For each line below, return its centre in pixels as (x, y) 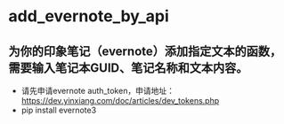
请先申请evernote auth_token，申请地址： (98, 91)
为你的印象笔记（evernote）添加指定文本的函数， (145, 51)
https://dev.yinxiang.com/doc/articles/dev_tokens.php (120, 101)
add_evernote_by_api (89, 16)
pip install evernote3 (59, 110)
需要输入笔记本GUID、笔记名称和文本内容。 (128, 68)
